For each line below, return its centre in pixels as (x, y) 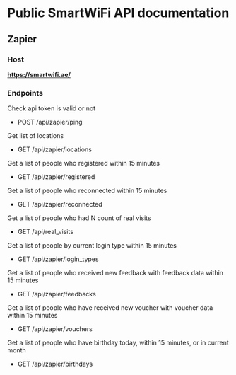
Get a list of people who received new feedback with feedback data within (116, 273)
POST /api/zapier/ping (50, 122)
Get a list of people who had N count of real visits (79, 218)
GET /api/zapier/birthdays (55, 364)
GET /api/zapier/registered (56, 177)
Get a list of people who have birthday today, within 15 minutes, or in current (118, 343)
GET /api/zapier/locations (54, 149)
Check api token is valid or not (52, 108)
